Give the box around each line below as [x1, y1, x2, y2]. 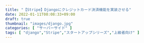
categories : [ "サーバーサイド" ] [5, 26, 72, 31]
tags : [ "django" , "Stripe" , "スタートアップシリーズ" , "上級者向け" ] [5, 30, 140, 35]
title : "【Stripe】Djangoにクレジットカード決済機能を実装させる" [5, 7, 132, 12]
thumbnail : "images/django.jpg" [5, 21, 73, 26]
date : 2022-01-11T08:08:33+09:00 [5, 12, 76, 17]
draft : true [5, 16, 30, 21]
